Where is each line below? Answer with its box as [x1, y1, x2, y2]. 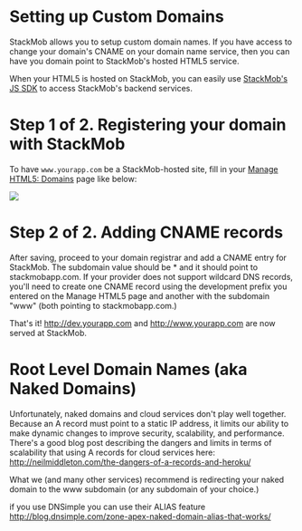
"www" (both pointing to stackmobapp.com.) [9, 300, 178, 311]
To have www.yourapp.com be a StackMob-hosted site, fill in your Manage [9, 163, 278, 174]
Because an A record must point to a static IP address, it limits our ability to [9, 418, 289, 429]
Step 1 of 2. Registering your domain [9, 115, 287, 135]
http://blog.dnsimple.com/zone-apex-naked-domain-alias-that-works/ [9, 510, 271, 522]
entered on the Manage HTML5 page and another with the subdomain [9, 290, 270, 301]
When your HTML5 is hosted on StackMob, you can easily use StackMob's [9, 72, 288, 83]
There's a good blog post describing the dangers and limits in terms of [9, 437, 272, 448]
